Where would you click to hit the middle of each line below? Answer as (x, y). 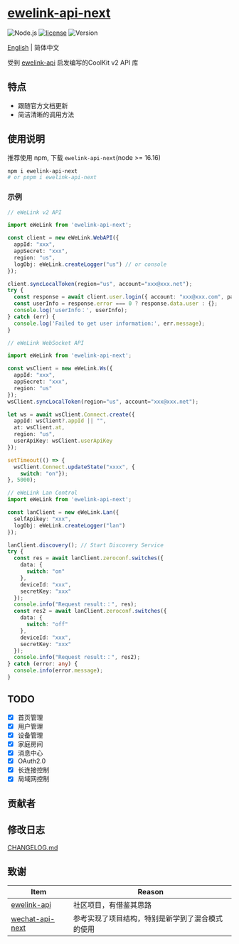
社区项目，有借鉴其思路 (113, 906)
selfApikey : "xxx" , (43, 519)
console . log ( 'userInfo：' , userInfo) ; (71, 311)
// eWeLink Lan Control (43, 493)
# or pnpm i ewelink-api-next (52, 178)
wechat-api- (33, 919)
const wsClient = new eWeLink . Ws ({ (60, 369)
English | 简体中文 (33, 47)
